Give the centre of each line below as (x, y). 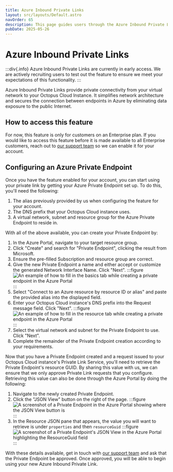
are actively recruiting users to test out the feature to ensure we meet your (84, 75)
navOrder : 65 (19, 20)
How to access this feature (49, 122)
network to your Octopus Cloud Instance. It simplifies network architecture (84, 95)
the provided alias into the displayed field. (57, 297)
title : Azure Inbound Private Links (45, 10)
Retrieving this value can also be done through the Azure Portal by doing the (86, 378)
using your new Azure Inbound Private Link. (52, 464)
